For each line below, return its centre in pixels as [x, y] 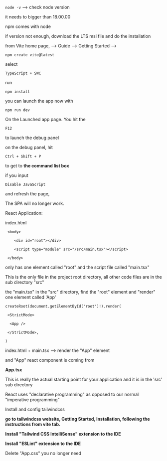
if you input [17, 175]
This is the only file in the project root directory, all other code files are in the [83, 277]
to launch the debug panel [32, 138]
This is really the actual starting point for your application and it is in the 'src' [84, 379]
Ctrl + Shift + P [23, 156]
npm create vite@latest [30, 55]
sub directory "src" [25, 282]
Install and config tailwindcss [35, 409]
